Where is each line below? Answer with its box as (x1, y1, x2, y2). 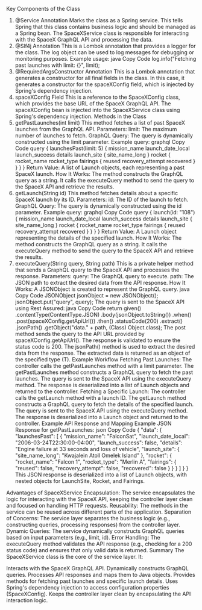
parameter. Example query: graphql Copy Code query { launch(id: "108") (14, 209, 195, 216)
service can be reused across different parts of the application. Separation (6, 508, 192, 515)
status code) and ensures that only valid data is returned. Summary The (6, 547, 185, 553)
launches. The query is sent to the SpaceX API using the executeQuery (14, 375, 192, 382)
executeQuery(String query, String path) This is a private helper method (14, 260, 194, 267)
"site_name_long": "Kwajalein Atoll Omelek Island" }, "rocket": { (14, 452, 172, 459)
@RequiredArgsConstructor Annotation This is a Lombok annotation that (14, 68, 195, 75)
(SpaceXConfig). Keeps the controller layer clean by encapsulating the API (6, 590, 191, 597)
